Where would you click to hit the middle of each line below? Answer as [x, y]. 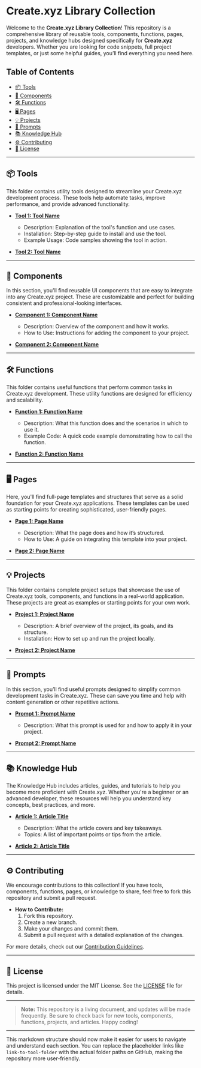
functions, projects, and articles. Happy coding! [79, 1022]
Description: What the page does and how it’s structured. [94, 533]
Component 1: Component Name [56, 315]
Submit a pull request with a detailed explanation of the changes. [104, 935]
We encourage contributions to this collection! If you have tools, [85, 885]
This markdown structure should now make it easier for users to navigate [96, 1039]
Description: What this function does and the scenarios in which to [106, 423]
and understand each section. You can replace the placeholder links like [95, 1046]
